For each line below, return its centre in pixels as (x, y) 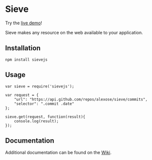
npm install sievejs (27, 60)
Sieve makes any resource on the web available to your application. (74, 32)
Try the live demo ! (24, 23)
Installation (23, 48)
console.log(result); (36, 121)
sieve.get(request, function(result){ (45, 117)
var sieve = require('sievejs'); (40, 86)
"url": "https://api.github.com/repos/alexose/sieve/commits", (81, 99)
